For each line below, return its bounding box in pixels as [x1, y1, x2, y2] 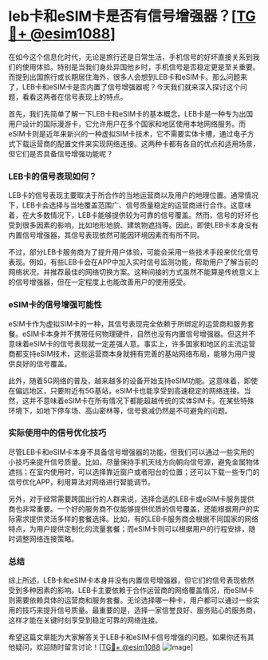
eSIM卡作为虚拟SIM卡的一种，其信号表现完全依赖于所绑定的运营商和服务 [8, 318, 247, 328]
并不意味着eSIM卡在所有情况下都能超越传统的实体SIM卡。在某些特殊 [29, 396, 254, 405]
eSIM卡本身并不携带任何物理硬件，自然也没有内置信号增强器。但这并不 [22, 329, 256, 338]
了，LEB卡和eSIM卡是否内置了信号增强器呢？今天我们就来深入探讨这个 [8, 81, 241, 92]
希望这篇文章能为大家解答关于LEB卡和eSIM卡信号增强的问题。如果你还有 [8, 632, 248, 642]
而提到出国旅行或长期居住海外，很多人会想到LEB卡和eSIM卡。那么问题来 [8, 72, 248, 81]
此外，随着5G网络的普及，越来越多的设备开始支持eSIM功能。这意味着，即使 [8, 376, 258, 385]
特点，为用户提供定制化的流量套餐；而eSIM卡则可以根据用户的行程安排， [8, 524, 249, 533]
